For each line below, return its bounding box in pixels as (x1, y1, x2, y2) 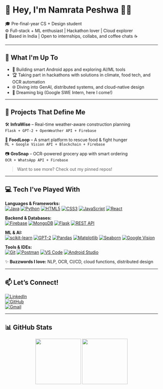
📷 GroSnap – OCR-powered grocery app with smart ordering (5, 150, 128, 157)
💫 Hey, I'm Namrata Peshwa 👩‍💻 (5, 4, 132, 16)
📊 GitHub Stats (5, 323, 52, 331)
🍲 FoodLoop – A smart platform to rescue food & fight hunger (5, 137, 128, 143)
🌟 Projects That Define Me (5, 108, 86, 116)
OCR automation (12, 79, 45, 84)
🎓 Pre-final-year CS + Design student (5, 20, 82, 26)
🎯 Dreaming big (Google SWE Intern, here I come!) (12, 89, 113, 95)
